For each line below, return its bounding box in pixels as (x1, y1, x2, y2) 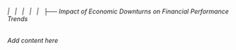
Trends (7, 14, 28, 23)
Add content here (7, 37, 59, 45)
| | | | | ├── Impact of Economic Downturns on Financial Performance (7, 7, 229, 15)
